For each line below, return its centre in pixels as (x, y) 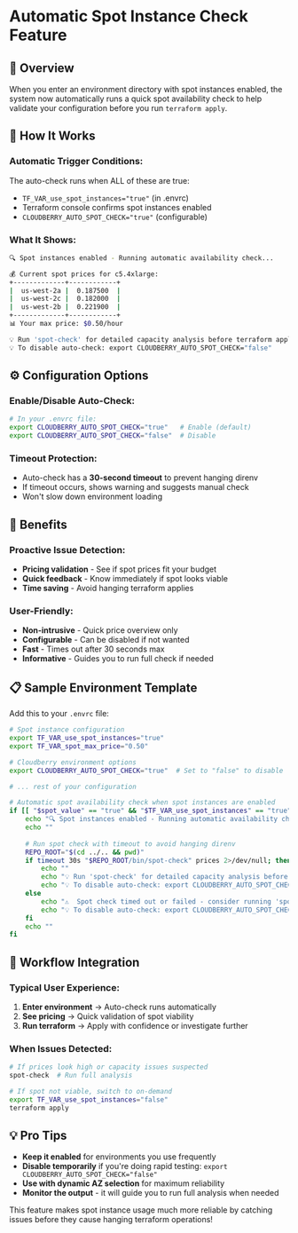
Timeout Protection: (53, 458)
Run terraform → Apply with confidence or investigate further (135, 1025)
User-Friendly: (41, 611)
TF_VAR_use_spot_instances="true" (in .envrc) (105, 198)
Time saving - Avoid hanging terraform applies (108, 589)
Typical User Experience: (64, 987)
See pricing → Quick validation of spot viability (108, 1016)
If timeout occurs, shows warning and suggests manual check (136, 487)
